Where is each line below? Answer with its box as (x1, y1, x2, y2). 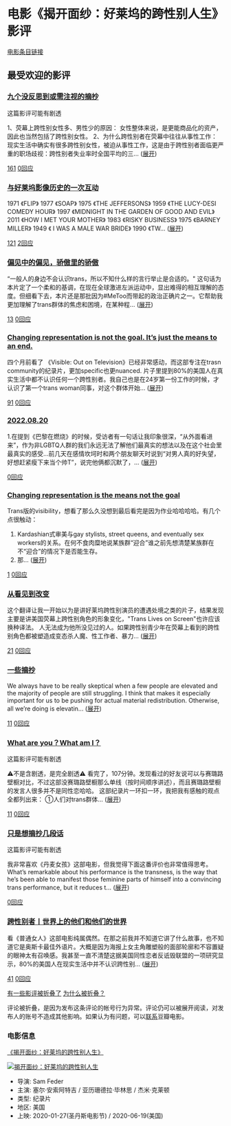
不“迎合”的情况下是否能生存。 (16, 548, 102, 556)
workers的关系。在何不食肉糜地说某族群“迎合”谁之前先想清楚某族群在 (16, 539, 214, 547)
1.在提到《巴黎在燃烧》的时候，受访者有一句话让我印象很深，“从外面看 (7, 432, 207, 440)
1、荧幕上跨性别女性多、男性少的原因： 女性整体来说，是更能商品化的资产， (7, 123, 222, 131)
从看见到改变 (7, 589, 50, 599)
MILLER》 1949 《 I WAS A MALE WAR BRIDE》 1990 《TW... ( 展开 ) (7, 224, 184, 232)
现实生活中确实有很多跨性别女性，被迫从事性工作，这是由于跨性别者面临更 (7, 140, 218, 149)
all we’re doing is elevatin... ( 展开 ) (7, 704, 102, 713)
